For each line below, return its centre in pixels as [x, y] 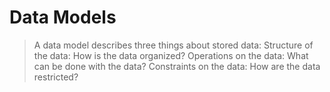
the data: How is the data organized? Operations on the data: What [171, 55]
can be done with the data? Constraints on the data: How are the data [177, 66]
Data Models [63, 17]
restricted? [56, 77]
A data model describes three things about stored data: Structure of [173, 45]
